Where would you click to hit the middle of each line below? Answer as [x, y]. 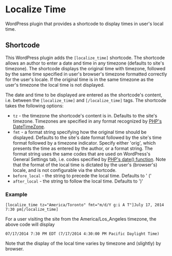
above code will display [30, 225]
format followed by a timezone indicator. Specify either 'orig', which [84, 143]
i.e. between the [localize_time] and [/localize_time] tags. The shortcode [86, 100]
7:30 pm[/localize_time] [32, 210]
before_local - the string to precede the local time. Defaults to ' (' [82, 175]
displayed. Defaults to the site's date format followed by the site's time [87, 137]
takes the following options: [35, 106]
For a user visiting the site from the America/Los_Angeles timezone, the [81, 219]
